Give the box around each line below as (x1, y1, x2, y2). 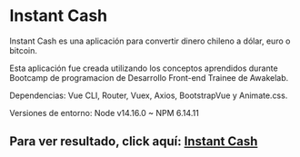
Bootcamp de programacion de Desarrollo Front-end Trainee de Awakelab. (9, 72, 289, 83)
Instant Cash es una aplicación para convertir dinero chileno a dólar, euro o (9, 35, 291, 46)
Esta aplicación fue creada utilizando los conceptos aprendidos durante (9, 63, 279, 74)
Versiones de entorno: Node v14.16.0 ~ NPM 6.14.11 (9, 107, 200, 118)
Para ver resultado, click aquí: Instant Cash (9, 133, 258, 150)
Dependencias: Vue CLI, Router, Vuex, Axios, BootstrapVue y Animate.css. (9, 90, 288, 101)
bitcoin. (9, 44, 38, 55)
